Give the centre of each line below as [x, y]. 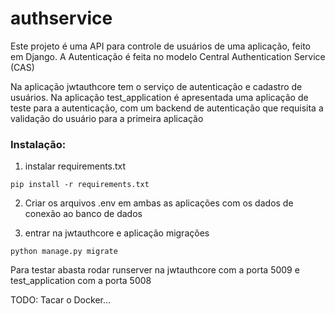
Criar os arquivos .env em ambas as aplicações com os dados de [159, 203]
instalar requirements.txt [75, 166]
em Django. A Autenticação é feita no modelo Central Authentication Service [168, 56]
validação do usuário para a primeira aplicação [107, 118]
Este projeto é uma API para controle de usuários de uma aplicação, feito [160, 46]
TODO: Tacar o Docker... [61, 300]
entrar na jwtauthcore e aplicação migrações [117, 233]
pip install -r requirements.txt [80, 185]
